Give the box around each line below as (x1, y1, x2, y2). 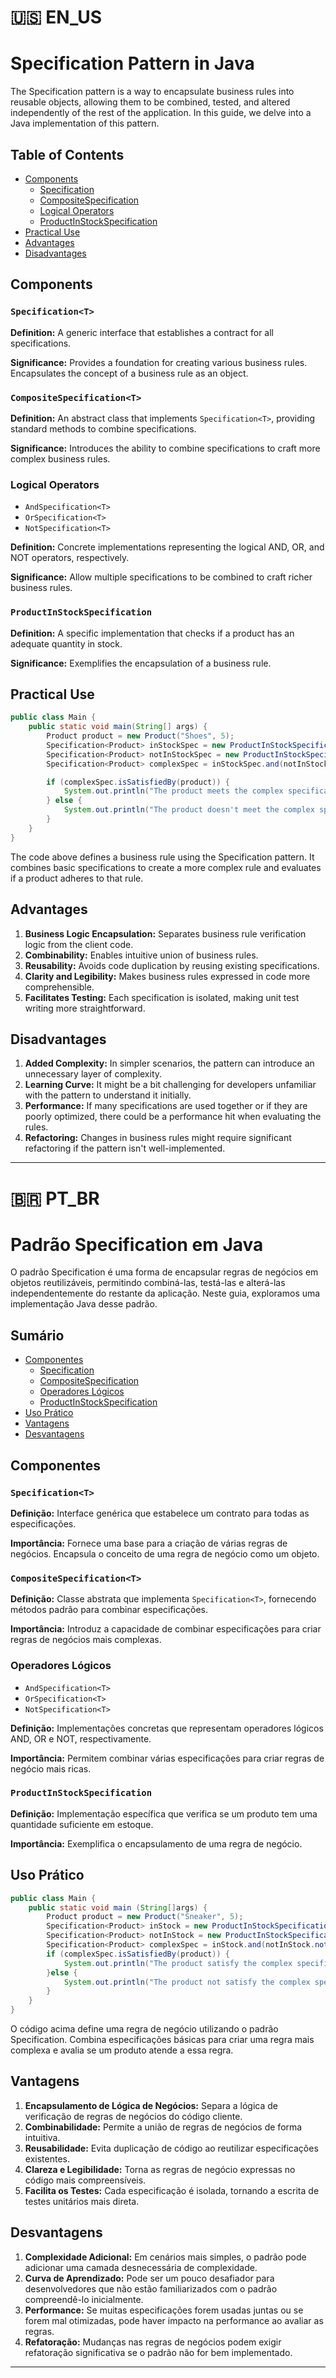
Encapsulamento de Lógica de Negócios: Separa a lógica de (24, 2099, 278, 2111)
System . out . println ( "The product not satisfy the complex (63, 1977, 311, 1987)
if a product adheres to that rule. (10, 872, 144, 884)
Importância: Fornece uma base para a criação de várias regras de (10, 1537, 288, 1549)
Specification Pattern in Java (10, 52, 255, 75)
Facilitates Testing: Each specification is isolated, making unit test (24, 991, 300, 1003)
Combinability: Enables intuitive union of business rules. (24, 949, 259, 961)
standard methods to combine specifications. (10, 422, 197, 435)
